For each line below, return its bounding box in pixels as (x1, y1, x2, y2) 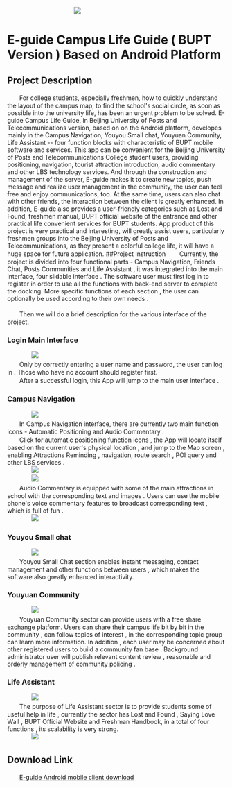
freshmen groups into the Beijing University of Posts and (7, 234, 168, 242)
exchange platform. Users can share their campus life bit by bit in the (7, 623, 204, 631)
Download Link (7, 753, 73, 766)
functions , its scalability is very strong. (7, 725, 119, 733)
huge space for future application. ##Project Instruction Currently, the (7, 250, 219, 258)
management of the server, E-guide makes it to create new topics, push (7, 175, 212, 183)
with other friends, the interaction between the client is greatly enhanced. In (7, 198, 224, 205)
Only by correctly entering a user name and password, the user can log (19, 361, 223, 369)
